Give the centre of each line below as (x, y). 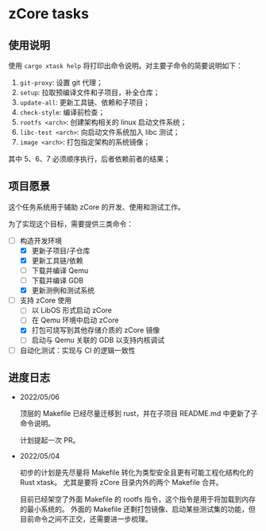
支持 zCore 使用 (46, 300)
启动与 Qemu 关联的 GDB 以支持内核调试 (98, 340)
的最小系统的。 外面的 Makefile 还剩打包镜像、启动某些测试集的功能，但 (137, 510)
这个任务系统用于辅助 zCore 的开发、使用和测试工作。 (96, 206)
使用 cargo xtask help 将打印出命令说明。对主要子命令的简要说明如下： (126, 65)
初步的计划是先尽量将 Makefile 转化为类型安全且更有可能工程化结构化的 (137, 472)
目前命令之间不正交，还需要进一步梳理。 (86, 519)
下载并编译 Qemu (60, 270)
